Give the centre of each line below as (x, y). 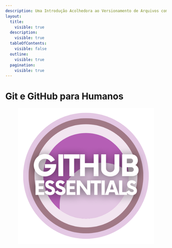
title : (17, 22)
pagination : (23, 65)
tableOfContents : (28, 44)
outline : (19, 54)
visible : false (31, 49)
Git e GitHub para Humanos (64, 96)
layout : (14, 16)
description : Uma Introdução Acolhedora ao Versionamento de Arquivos (82, 11)
